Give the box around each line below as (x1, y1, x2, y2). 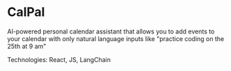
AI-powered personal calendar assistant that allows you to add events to (7, 27, 215, 35)
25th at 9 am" (7, 42, 47, 50)
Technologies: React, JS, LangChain (7, 55, 111, 63)
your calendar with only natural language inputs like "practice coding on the (7, 34, 225, 42)
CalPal (7, 4, 45, 20)
